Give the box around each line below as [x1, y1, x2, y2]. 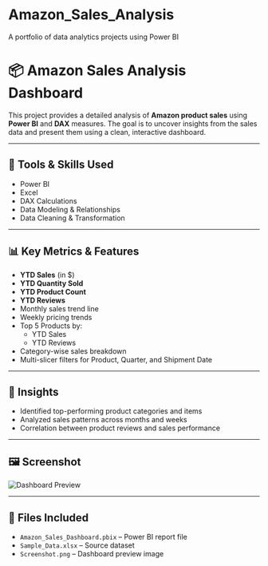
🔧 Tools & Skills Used [8, 158, 114, 172]
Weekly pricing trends [19, 312, 93, 322]
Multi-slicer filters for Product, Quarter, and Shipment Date [19, 354, 213, 364]
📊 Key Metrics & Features [8, 245, 140, 259]
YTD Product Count [19, 287, 86, 296]
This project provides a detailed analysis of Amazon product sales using [8, 110, 248, 120]
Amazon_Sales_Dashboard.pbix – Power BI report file [19, 532, 187, 541]
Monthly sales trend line [19, 303, 100, 313]
